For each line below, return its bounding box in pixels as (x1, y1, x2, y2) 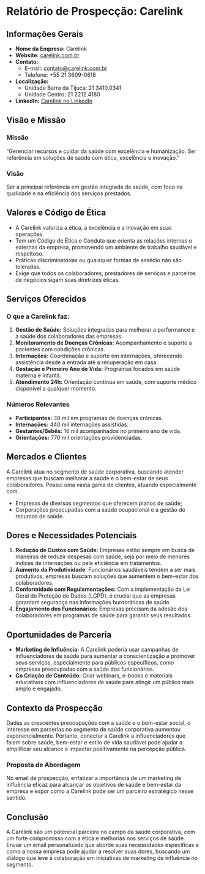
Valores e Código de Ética (6, 208, 106, 218)
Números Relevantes (6, 400, 70, 409)
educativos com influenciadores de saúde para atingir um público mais (15, 679, 195, 686)
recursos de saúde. (15, 512, 64, 520)
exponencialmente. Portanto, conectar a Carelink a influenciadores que (6, 732, 186, 739)
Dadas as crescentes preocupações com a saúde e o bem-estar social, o (6, 719, 191, 727)
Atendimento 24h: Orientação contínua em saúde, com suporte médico (15, 378, 197, 386)
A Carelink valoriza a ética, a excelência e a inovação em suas (15, 224, 173, 231)
